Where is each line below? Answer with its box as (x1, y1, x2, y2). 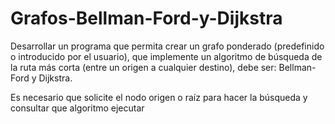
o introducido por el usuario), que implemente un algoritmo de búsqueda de (10, 50, 323, 62)
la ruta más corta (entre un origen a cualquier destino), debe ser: (10, 61, 277, 73)
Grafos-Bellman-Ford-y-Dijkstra (10, 7, 283, 30)
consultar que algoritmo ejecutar (10, 102, 145, 114)
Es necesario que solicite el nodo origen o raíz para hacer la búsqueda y (10, 91, 308, 103)
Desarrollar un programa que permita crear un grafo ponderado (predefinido (10, 40, 325, 52)
